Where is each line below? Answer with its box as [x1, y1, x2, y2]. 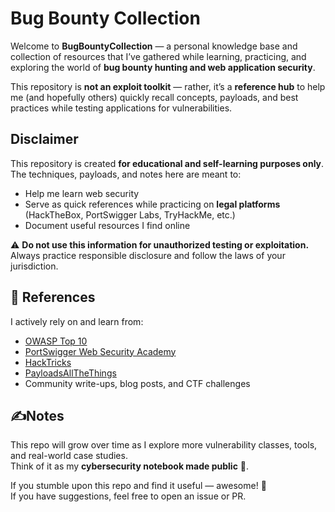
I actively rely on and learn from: [10, 315, 144, 327]
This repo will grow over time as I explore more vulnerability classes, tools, [10, 439, 318, 451]
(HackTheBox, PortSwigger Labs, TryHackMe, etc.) [24, 208, 236, 221]
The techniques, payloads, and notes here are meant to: [10, 168, 242, 180]
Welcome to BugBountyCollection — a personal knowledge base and [10, 40, 298, 52]
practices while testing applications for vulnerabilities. [10, 102, 233, 114]
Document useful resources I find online [24, 219, 191, 231]
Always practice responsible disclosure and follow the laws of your [10, 249, 286, 261]
